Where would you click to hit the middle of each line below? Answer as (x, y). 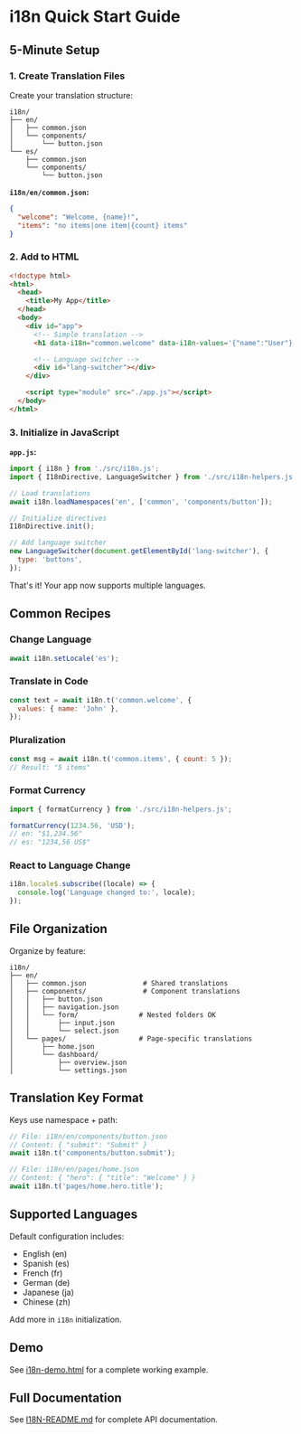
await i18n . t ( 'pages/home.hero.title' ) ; (87, 1186)
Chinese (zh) (46, 1302)
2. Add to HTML (44, 257)
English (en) (45, 1253)
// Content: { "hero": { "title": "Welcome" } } (103, 1178)
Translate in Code (49, 682)
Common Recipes (60, 613)
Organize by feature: (47, 950)
